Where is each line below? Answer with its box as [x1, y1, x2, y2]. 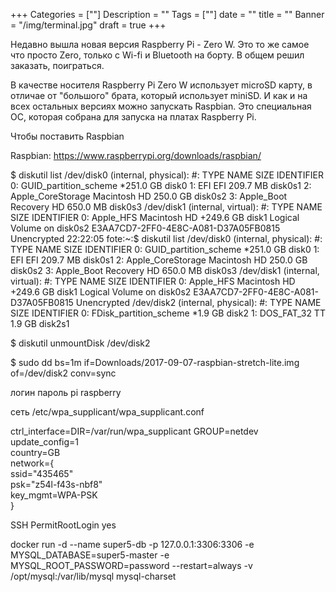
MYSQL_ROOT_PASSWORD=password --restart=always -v [10, 560, 253, 571]
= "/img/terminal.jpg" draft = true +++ [10, 19, 167, 31]
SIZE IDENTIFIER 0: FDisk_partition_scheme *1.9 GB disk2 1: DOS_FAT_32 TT [10, 307, 326, 319]
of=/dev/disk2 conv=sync [10, 367, 117, 379]
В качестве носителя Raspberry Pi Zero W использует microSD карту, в [10, 79, 313, 91]
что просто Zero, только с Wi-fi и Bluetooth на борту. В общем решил [10, 49, 305, 61]
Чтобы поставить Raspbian [10, 130, 125, 142]
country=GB [10, 447, 61, 458]
